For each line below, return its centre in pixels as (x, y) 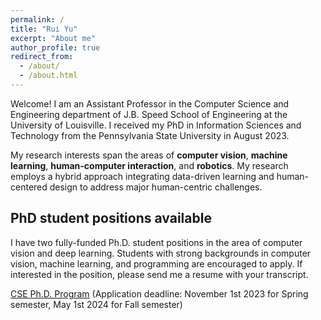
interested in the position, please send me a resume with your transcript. (159, 274)
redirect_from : (42, 57)
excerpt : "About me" (53, 38)
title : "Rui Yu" (44, 29)
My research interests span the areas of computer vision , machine (149, 155)
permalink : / (37, 19)
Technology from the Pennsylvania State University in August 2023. (150, 135)
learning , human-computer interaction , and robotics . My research (149, 165)
